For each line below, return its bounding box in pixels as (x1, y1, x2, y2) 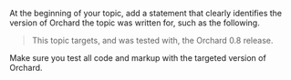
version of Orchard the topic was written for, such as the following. (9, 17, 260, 28)
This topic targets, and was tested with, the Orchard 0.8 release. (31, 35, 274, 45)
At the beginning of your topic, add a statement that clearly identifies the (9, 8, 283, 18)
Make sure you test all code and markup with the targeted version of (9, 53, 266, 63)
